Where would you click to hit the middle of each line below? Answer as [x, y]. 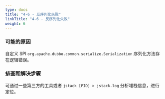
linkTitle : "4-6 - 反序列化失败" [38, 19]
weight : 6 [15, 24]
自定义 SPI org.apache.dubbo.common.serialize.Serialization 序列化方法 [80, 53]
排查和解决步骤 [23, 74]
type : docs [16, 10]
